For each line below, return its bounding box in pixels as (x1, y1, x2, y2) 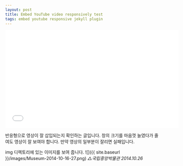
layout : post (5, 7, 32, 12)
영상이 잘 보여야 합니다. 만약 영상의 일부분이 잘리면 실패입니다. (14, 139, 135, 145)
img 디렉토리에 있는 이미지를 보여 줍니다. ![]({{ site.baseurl (5, 149, 120, 155)
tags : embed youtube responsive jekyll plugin (5, 16, 103, 21)
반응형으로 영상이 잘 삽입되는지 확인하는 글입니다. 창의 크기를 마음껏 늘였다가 (5, 132, 154, 139)
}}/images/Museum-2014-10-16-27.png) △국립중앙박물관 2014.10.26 (5, 156, 143, 162)
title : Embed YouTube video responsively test (5, 12, 103, 17)
